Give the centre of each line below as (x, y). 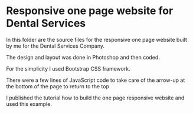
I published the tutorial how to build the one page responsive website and (95, 98)
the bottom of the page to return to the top (58, 86)
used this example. (29, 104)
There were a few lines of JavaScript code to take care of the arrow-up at (96, 80)
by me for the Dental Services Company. (55, 46)
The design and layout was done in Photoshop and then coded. (83, 57)
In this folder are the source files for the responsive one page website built (97, 39)
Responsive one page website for (90, 11)
